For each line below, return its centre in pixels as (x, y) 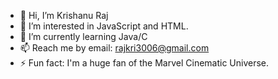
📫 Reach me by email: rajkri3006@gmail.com (114, 48)
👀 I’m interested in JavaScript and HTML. (104, 26)
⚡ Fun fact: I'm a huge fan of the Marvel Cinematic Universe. (144, 63)
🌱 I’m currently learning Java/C (83, 36)
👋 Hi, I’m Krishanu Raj (64, 15)
